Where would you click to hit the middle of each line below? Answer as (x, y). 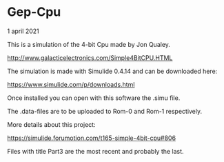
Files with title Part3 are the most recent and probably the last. (95, 151)
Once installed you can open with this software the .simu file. (94, 98)
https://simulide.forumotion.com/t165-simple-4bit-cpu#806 (92, 138)
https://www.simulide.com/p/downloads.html (71, 84)
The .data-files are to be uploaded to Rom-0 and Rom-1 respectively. (105, 111)
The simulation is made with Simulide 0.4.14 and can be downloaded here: (112, 71)
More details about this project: (51, 124)
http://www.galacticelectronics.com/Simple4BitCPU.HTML (90, 58)
